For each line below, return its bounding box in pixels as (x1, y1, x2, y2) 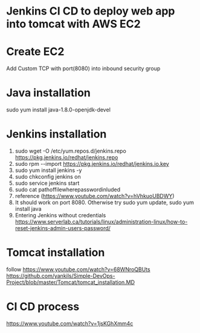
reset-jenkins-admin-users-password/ (15, 225, 111, 231)
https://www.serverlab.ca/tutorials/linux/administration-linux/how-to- (15, 218, 188, 225)
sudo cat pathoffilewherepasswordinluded (15, 186, 121, 193)
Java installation (6, 86, 91, 100)
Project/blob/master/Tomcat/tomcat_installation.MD (6, 279, 135, 286)
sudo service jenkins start (15, 180, 80, 186)
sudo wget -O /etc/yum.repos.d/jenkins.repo (15, 147, 127, 154)
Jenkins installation (6, 127, 107, 141)
